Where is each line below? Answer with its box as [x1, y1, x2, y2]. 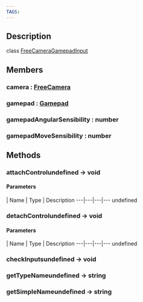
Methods [6, 150, 41, 160]
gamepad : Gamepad [6, 99, 69, 108]
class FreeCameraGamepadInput [6, 47, 89, 54]
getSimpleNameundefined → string [6, 288, 112, 296]
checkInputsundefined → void [6, 255, 97, 263]
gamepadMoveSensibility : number [6, 131, 112, 140]
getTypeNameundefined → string [6, 271, 106, 280]
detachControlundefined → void [6, 211, 103, 220]
